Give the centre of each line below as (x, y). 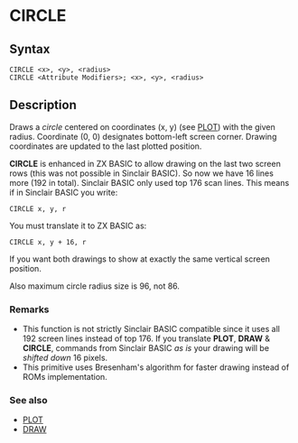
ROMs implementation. (65, 377)
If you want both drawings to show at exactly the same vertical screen (140, 259)
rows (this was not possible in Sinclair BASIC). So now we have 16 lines (141, 173)
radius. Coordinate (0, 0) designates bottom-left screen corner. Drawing (143, 136)
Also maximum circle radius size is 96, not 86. (95, 286)
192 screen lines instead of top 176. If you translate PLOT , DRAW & (146, 338)
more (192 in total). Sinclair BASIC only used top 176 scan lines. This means (149, 182)
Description (43, 105)
